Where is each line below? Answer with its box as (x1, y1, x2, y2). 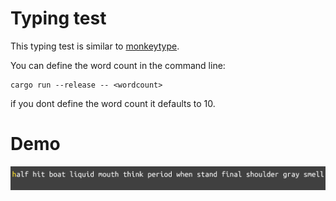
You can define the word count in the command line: (10, 59, 226, 71)
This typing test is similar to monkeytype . (10, 40, 180, 52)
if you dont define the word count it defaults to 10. (10, 97, 216, 109)
